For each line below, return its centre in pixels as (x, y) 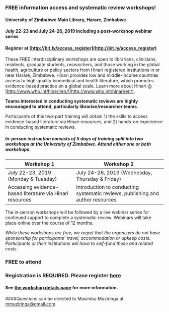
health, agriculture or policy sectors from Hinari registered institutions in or (82, 70)
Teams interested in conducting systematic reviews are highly (72, 101)
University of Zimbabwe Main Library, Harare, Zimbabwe (66, 20)
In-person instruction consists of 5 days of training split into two (74, 138)
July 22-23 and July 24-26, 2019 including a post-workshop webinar (79, 31)
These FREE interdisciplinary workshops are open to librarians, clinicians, (81, 59)
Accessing (20, 187)
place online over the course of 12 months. (50, 223)
